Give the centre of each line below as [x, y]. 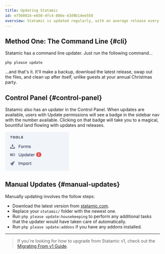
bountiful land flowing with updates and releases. [55, 125]
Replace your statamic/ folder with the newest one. [64, 211]
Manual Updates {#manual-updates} [63, 184]
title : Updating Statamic [31, 10]
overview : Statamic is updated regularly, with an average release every [82, 21]
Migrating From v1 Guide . [42, 246]
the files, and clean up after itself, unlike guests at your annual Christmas [79, 77]
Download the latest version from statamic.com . [61, 206]
